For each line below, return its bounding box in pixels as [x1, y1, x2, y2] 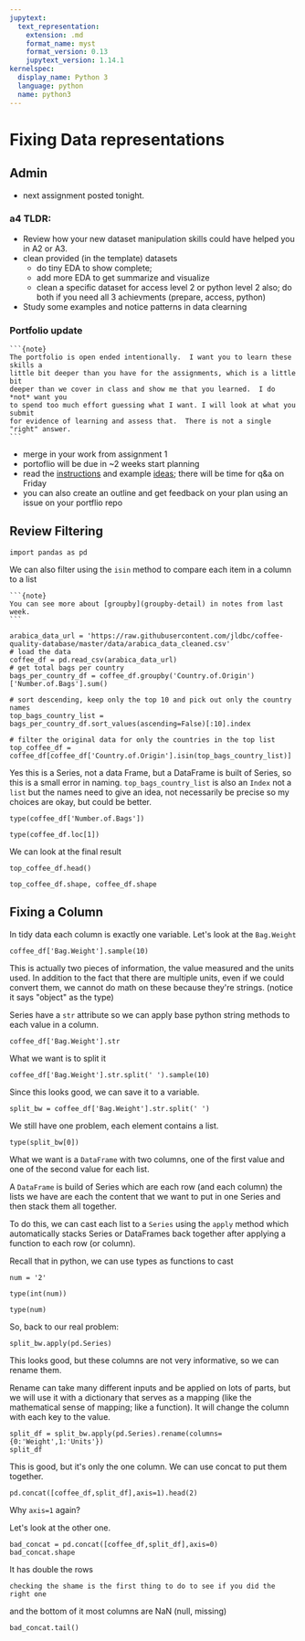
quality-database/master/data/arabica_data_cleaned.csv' [9, 639, 231, 649]
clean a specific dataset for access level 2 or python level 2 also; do [36, 281, 292, 292]
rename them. [9, 1364, 62, 1375]
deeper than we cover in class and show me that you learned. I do [9, 385, 276, 394]
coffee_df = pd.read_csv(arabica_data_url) [9, 655, 178, 664]
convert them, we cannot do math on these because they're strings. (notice [9, 981, 294, 992]
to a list [9, 573, 37, 585]
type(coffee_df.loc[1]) [9, 830, 100, 839]
